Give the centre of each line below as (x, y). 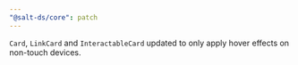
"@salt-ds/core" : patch (54, 17)
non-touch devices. (46, 52)
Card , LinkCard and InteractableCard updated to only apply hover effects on (149, 43)
